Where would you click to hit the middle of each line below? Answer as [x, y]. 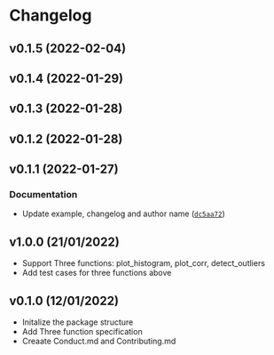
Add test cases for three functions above [97, 273]
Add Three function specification [82, 332]
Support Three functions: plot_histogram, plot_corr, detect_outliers [144, 263]
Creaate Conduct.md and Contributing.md [99, 341]
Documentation [43, 195]
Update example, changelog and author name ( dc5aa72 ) [124, 214]
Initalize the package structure [78, 322]
